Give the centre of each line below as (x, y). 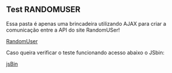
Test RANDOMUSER (43, 10)
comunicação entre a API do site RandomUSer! (63, 30)
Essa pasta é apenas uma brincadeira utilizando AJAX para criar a (86, 23)
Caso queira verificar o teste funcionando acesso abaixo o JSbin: (85, 53)
